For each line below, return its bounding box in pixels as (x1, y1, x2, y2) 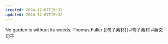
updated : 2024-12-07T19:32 (5, 12, 63, 17)
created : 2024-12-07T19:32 (5, 7, 63, 13)
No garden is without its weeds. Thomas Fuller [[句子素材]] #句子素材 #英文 (5, 26, 163, 33)
